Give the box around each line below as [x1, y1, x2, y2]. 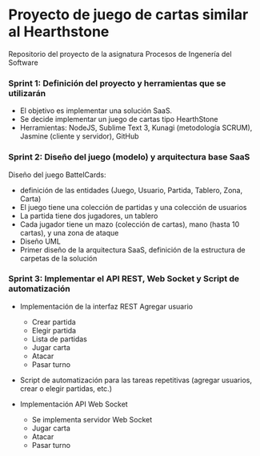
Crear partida [31, 317, 76, 326]
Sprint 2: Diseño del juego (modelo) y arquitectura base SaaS [8, 151, 250, 163]
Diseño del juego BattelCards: [8, 170, 106, 180]
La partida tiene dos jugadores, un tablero [19, 211, 158, 220]
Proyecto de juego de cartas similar [8, 6, 249, 24]
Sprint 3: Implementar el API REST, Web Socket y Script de [8, 273, 240, 284]
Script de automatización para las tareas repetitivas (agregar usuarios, [19, 375, 252, 385]
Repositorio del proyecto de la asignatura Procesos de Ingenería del [8, 49, 232, 59]
